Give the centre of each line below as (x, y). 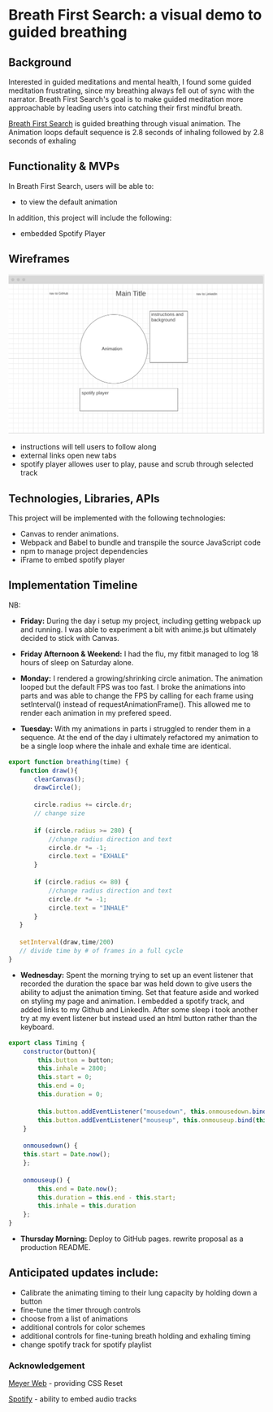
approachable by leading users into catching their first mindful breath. (126, 108)
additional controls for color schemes (82, 1327)
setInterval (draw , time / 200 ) (67, 942)
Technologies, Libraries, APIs (84, 498)
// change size (59, 813)
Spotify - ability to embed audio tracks (73, 1399)
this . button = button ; (76, 1060)
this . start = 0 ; (65, 1077)
